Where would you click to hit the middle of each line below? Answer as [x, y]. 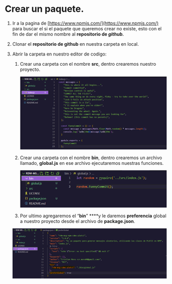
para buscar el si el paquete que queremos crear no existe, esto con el [87, 28]
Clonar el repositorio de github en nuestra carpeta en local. [75, 44]
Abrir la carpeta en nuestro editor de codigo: [59, 54]
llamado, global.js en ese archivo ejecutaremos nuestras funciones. [92, 163]
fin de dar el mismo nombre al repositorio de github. [68, 34]
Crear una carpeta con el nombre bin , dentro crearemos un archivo [91, 158]
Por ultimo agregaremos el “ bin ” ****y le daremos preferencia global [93, 216]
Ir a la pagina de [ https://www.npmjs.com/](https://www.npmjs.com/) [85, 23]
